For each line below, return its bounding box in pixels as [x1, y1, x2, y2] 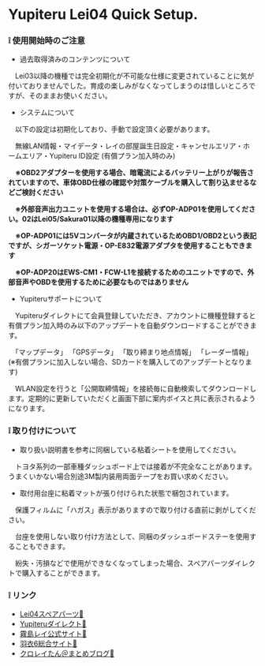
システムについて [19, 108, 75, 118]
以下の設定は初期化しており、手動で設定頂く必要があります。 [14, 125, 215, 134]
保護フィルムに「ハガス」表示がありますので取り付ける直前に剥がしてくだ [14, 505, 256, 514]
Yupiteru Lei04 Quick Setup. [8, 6, 199, 24]
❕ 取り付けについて [8, 425, 77, 436]
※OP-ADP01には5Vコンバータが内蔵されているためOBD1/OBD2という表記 [15, 231, 257, 241]
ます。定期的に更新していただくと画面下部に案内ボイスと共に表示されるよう [8, 394, 256, 403]
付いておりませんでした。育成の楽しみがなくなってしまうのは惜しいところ [8, 81, 249, 91]
